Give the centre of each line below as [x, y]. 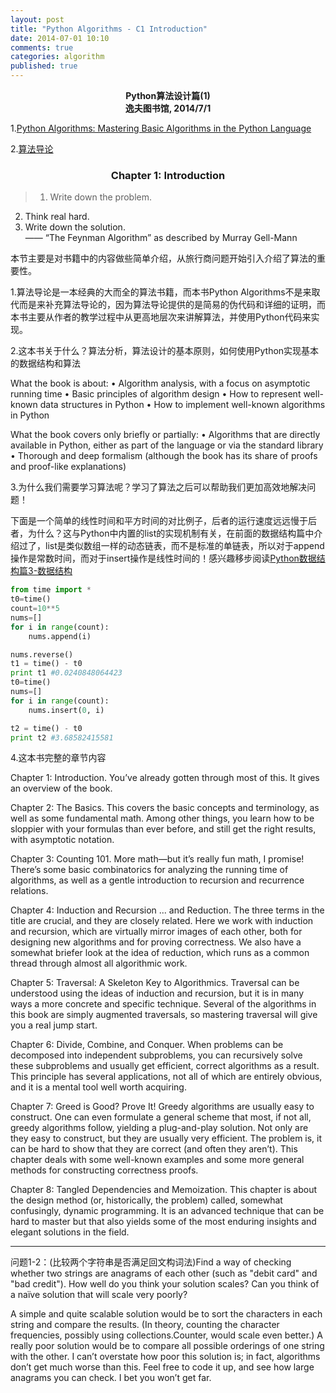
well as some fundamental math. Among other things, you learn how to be [162, 818]
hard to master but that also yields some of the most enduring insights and [163, 1222]
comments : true [42, 47]
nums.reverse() [42, 654]
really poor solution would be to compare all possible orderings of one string [167, 1346]
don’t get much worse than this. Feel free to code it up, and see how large [162, 1367]
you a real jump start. [54, 1025]
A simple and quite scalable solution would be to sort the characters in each [166, 1314]
